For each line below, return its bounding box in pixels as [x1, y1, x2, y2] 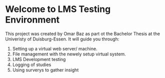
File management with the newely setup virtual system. [12, 51, 126, 57]
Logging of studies [12, 61, 51, 67]
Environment [5, 14, 60, 25]
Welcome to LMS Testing [5, 3, 111, 15]
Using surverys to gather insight [12, 66, 79, 73]
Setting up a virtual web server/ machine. [12, 45, 97, 51]
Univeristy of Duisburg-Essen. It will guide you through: [5, 36, 119, 42]
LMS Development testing [12, 56, 66, 62]
